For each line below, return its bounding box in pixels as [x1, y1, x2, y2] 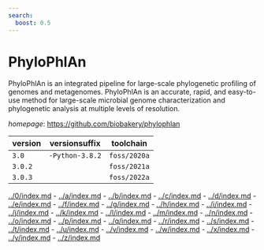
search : [8, 11, 34, 20]
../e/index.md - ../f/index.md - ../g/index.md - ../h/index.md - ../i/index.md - [8, 200, 252, 209]
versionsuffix [50, 138, 101, 149]
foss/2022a [109, 173, 150, 182]
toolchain [111, 138, 148, 149]
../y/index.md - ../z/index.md [8, 233, 101, 243]
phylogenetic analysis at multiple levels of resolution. [8, 104, 180, 114]
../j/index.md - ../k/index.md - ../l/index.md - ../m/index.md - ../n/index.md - [8, 208, 254, 218]
